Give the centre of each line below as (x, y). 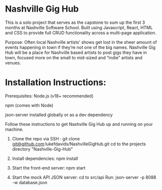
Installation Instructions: (56, 82)
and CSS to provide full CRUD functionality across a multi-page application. (81, 33)
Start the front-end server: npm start (49, 168)
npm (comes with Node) (29, 105)
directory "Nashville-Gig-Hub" (42, 149)
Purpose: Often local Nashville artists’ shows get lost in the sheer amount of (81, 42)
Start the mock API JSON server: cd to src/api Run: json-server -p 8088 (84, 177)
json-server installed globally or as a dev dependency (59, 115)
